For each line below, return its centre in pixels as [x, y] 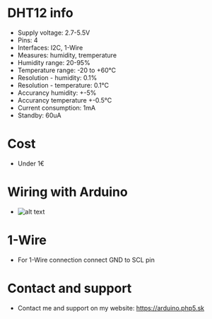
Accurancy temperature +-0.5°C [65, 100]
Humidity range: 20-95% [54, 62]
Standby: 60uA [39, 115]
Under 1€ [31, 163]
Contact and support [70, 288]
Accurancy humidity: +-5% [57, 93]
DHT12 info [40, 13]
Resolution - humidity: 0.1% [57, 77]
